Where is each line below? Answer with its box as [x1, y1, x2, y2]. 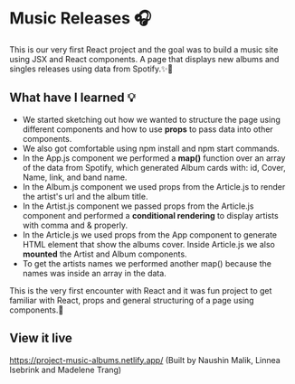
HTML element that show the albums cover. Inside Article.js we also [22, 239, 276, 249]
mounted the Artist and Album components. [22, 248, 187, 259]
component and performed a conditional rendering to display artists [22, 210, 279, 220]
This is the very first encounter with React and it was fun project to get [9, 285, 272, 295]
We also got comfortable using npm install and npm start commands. [22, 143, 281, 154]
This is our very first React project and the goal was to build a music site [9, 43, 279, 55]
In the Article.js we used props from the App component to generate [22, 229, 278, 240]
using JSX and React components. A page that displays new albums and [9, 53, 280, 64]
